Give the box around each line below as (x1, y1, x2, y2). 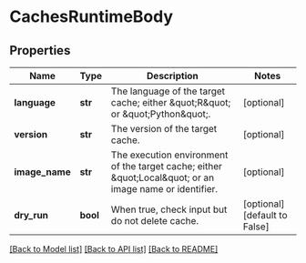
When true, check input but (110, 203, 228, 216)
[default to (242, 209, 289, 221)
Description (147, 70, 199, 82)
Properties (9, 43, 71, 58)
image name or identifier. (110, 183, 219, 195)
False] (242, 220, 270, 233)
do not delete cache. (110, 215, 199, 227)
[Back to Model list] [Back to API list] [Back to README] (9, 244, 219, 254)
